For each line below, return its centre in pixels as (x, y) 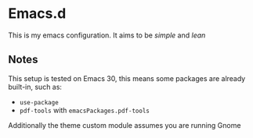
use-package (39, 102)
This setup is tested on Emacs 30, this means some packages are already (127, 78)
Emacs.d (37, 14)
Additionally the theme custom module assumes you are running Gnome (125, 125)
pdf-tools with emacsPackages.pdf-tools (85, 110)
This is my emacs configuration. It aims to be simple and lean (107, 35)
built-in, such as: (35, 87)
